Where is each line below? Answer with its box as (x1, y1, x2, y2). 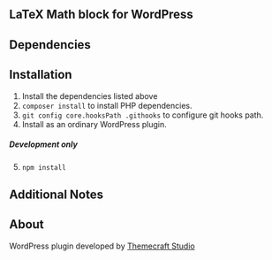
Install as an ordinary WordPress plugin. (21, 119, 167, 129)
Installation (9, 67, 72, 82)
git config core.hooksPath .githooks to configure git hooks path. (21, 110, 264, 120)
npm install (21, 163, 66, 172)
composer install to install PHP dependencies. (21, 100, 193, 111)
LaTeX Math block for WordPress (9, 7, 194, 22)
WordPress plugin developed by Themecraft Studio (9, 241, 196, 251)
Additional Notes (9, 187, 104, 202)
